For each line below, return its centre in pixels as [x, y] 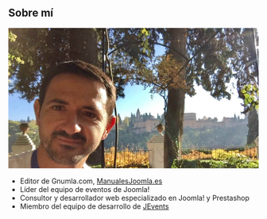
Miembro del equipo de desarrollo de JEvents [94, 206]
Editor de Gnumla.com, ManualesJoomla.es [91, 181]
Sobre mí [31, 13]
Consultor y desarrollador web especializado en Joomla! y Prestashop [135, 198]
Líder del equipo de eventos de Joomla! [85, 190]
